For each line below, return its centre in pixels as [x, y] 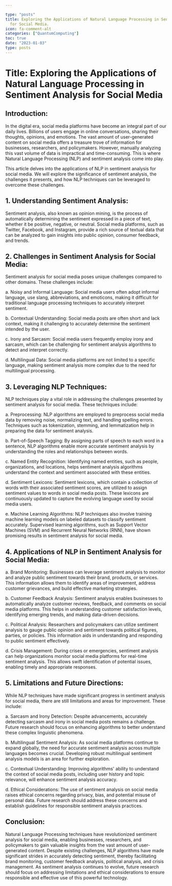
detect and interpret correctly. [37, 350]
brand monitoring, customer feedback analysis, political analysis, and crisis [84, 861]
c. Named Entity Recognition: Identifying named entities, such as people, [82, 461]
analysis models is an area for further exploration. [58, 759]
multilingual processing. [30, 371]
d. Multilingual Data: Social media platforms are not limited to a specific [80, 360]
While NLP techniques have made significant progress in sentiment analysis [85, 695]
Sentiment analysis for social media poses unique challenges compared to [84, 277]
